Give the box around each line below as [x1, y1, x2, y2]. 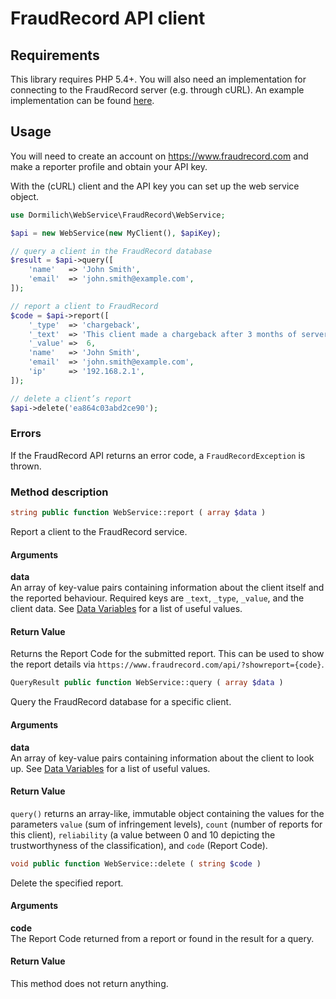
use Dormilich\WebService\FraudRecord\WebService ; [10, 210, 226, 220]
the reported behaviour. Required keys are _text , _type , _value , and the [10, 592, 305, 604]
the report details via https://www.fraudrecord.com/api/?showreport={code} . [10, 658, 325, 671]
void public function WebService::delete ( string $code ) [10, 858, 262, 869]
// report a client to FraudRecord [10, 301, 159, 311]
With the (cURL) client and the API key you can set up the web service [10, 180, 300, 192]
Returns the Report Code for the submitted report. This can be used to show [10, 648, 325, 660]
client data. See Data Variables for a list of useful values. [10, 603, 243, 615]
